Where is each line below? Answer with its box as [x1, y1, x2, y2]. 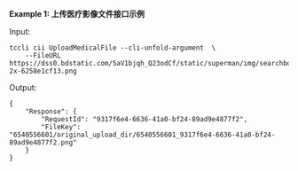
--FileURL [25, 51, 62, 60]
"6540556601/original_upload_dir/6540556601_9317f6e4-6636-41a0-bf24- [9, 130, 276, 139]
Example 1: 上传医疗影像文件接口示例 [9, 9, 145, 19]
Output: [9, 82, 37, 92]
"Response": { [25, 107, 77, 116]
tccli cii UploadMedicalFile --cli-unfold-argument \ [9, 43, 216, 52]
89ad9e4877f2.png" [9, 138, 77, 147]
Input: [9, 27, 31, 36]
